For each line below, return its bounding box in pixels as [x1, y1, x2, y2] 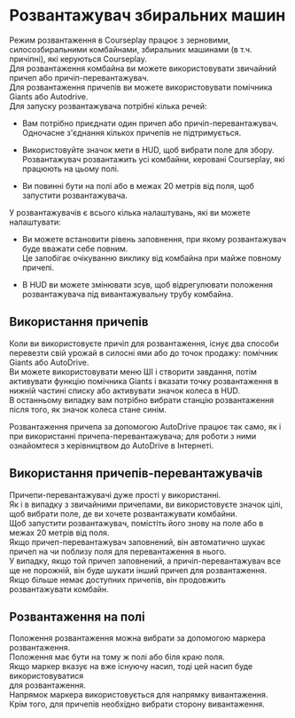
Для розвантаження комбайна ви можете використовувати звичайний [9, 63, 277, 74]
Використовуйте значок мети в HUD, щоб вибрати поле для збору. [21, 144, 275, 155]
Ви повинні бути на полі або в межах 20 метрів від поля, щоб [21, 180, 255, 191]
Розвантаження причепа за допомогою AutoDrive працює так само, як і [9, 421, 282, 431]
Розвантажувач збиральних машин [9, 5, 286, 26]
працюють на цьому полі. [21, 163, 120, 174]
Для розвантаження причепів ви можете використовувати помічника [9, 82, 273, 92]
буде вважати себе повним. [21, 243, 128, 254]
